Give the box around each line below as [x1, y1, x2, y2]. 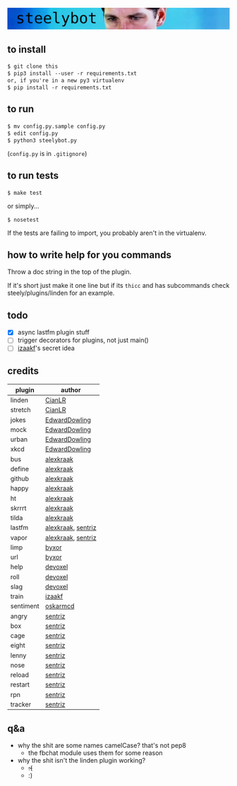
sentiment [10, 602, 40, 610]
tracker [10, 700, 32, 708]
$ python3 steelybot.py [7, 137, 78, 144]
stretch [10, 406, 31, 414]
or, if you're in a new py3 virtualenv [7, 77, 125, 85]
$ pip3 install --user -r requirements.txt [7, 70, 138, 78]
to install [7, 43, 47, 55]
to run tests [7, 170, 59, 182]
